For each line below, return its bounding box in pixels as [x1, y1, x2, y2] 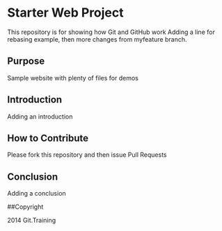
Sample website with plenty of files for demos [7, 74, 139, 82]
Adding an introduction [7, 112, 73, 121]
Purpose [7, 55, 45, 67]
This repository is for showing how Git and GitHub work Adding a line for [7, 28, 216, 36]
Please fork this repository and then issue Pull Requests [7, 151, 167, 159]
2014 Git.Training [7, 216, 56, 225]
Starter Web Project [7, 5, 124, 21]
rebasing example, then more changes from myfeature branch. [7, 35, 187, 43]
